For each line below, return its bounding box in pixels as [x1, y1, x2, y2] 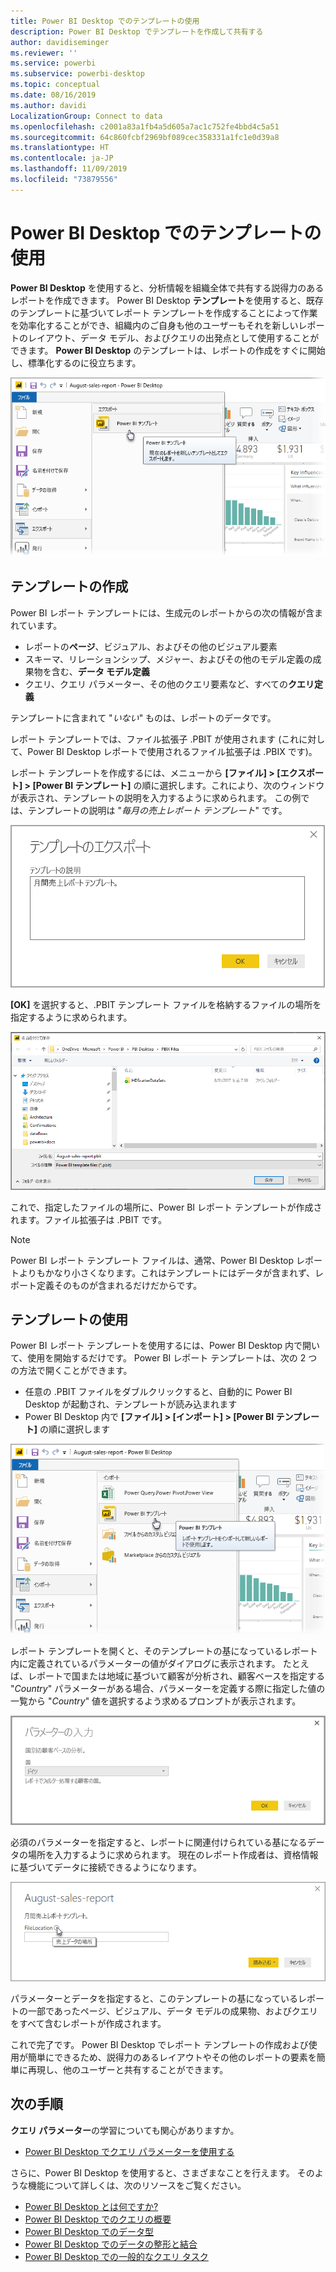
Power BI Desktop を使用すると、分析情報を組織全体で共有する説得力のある [10, 281, 325, 294]
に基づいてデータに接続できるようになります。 [10, 1861, 202, 1873]
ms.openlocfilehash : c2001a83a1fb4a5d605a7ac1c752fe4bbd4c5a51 [10, 121, 280, 132]
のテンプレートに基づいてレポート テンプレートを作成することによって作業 [10, 306, 318, 319]
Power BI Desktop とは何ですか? [24, 2200, 159, 2212]
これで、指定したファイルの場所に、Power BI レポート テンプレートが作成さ [10, 1201, 323, 1213]
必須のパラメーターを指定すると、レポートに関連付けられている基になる [10, 1836, 308, 1848]
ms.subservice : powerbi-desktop [10, 69, 145, 79]
